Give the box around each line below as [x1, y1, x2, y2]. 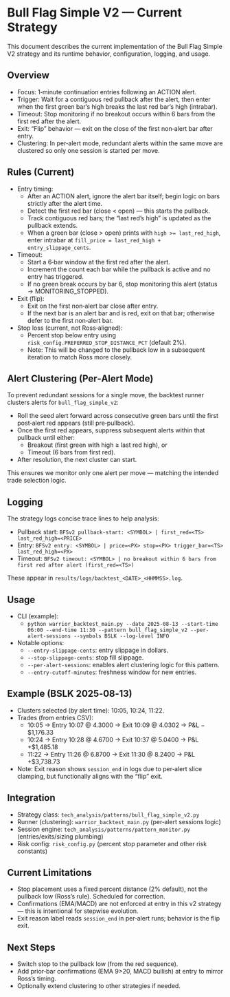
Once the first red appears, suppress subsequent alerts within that [16, 426, 205, 434]
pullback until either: [16, 434, 76, 442]
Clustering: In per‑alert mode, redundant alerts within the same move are [16, 139, 223, 147]
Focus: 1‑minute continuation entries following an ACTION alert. [16, 87, 197, 96]
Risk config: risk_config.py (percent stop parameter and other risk [16, 839, 207, 848]
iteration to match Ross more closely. [27, 353, 133, 361]
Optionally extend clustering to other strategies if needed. [16, 982, 181, 990]
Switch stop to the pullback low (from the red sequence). [16, 960, 179, 968]
